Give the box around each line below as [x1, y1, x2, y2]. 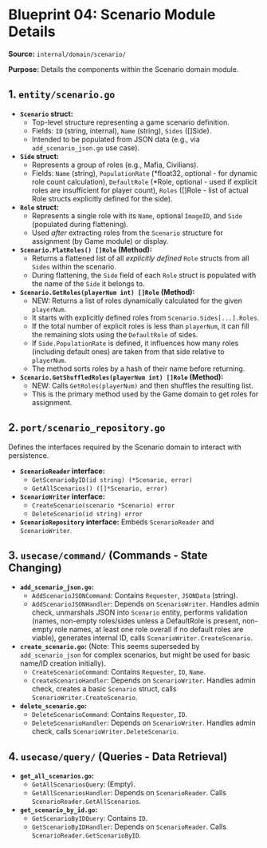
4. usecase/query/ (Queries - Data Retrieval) [8, 750, 228, 763]
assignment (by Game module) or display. [31, 236, 169, 245]
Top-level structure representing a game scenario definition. [31, 117, 230, 127]
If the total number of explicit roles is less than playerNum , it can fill [31, 321, 249, 331]
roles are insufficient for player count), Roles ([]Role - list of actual [31, 185, 249, 195]
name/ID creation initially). [19, 659, 106, 668]
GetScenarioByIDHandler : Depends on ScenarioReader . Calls [31, 822, 227, 832]
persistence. [8, 450, 49, 460]
